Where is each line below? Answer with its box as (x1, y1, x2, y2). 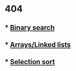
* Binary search (5, 23, 55, 32)
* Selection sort (5, 58, 55, 66)
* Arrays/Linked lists (5, 40, 71, 49)
